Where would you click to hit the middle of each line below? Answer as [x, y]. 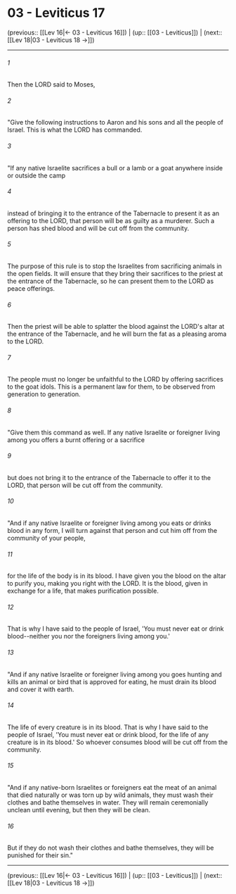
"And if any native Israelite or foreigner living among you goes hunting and [115, 674]
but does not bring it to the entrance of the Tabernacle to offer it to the [109, 477]
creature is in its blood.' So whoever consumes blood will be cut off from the [118, 742]
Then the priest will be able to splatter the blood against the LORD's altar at [116, 327]
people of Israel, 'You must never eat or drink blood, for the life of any [108, 734]
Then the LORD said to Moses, [51, 84]
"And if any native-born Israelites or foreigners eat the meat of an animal [112, 787]
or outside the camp [36, 175]
